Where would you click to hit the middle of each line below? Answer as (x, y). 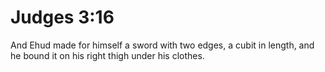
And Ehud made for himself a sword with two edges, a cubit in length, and (162, 45)
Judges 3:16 (62, 17)
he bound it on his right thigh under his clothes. (107, 55)
